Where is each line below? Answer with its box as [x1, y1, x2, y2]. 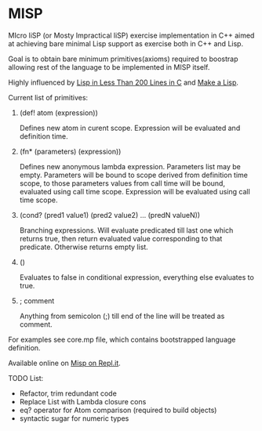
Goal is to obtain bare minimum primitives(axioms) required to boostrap [8, 54, 238, 63]
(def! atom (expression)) [19, 107, 98, 118]
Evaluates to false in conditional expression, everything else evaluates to [19, 272, 255, 282]
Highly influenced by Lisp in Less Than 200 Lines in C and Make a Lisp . [8, 78, 239, 87]
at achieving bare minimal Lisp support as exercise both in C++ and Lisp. [8, 38, 244, 48]
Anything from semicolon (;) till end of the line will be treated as [19, 311, 225, 321]
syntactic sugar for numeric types [19, 413, 129, 423]
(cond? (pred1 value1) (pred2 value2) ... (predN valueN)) [19, 210, 201, 219]
